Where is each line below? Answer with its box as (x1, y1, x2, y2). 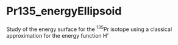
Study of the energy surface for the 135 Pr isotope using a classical (6, 24, 173, 33)
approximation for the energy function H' (6, 32, 109, 39)
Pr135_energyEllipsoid (6, 4, 122, 18)
